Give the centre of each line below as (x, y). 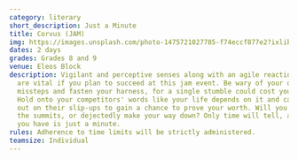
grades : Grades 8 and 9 (53, 58)
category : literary (45, 17)
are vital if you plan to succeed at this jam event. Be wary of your (150, 83)
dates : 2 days (35, 50)
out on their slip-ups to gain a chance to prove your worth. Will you (153, 108)
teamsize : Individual (49, 140)
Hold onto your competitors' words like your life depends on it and (148, 99)
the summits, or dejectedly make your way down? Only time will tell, (150, 116)
